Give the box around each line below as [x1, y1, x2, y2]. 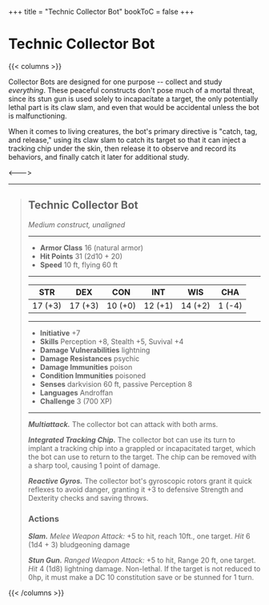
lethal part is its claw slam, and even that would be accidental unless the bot [8, 102, 260, 112]
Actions [27, 513, 60, 524]
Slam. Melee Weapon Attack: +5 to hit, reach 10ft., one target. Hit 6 [27, 531, 251, 541]
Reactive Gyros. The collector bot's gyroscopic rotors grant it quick [27, 476, 252, 485]
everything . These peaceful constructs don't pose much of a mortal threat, [8, 85, 255, 95]
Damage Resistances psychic [39, 353, 140, 363]
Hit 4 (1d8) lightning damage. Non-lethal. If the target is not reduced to [27, 564, 261, 574]
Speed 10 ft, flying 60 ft [39, 260, 118, 270]
